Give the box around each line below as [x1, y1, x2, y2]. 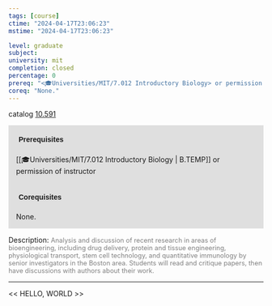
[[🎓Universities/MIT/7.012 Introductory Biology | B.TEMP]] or [15, 155, 220, 164]
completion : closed [8, 64, 74, 73]
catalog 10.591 [8, 108, 57, 118]
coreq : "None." [8, 87, 60, 95]
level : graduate [8, 41, 63, 49]
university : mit [8, 57, 63, 65]
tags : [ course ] [8, 11, 60, 20]
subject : [8, 49, 38, 57]
